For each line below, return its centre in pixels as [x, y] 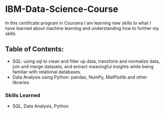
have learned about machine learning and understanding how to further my [82, 28]
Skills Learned [23, 95]
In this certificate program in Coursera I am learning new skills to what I [78, 23]
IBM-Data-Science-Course [62, 9]
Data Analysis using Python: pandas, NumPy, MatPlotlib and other [80, 77]
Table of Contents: [35, 49]
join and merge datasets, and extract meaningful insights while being [83, 66]
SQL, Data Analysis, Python [40, 106]
